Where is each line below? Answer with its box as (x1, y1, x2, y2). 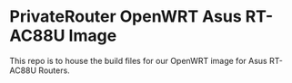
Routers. (38, 65, 70, 76)
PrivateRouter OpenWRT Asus (9, 6, 243, 27)
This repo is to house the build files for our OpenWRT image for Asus (9, 55, 267, 66)
